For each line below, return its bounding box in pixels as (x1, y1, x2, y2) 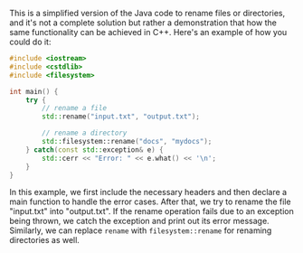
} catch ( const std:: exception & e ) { (25, 145, 165, 155)
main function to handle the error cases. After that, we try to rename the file (9, 196, 291, 207)
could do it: (9, 36, 52, 47)
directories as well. (9, 235, 80, 246)
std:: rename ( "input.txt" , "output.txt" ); (42, 112, 201, 121)
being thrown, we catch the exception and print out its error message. (9, 216, 270, 227)
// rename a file (42, 104, 107, 113)
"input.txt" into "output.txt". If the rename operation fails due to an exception (9, 206, 294, 217)
